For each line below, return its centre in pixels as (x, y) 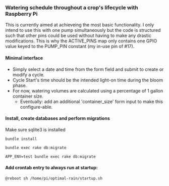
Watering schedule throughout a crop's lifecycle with (72, 8)
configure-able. (36, 107)
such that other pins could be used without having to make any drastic (78, 36)
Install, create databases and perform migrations (58, 118)
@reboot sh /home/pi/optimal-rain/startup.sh (54, 178)
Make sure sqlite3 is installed (35, 129)
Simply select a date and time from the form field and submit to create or (88, 69)
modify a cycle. (29, 74)
